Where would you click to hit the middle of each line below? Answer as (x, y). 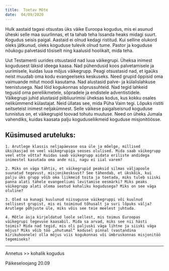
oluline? (14, 191)
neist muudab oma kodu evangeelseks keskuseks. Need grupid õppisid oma (84, 76)
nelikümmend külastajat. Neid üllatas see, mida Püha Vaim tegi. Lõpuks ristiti (84, 103)
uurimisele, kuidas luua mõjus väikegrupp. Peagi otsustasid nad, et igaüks (82, 71)
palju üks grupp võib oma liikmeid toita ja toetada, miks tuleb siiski (83, 178)
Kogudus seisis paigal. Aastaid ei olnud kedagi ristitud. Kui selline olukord (81, 40)
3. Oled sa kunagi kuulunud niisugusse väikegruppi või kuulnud (74, 200)
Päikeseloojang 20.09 (28, 263)
